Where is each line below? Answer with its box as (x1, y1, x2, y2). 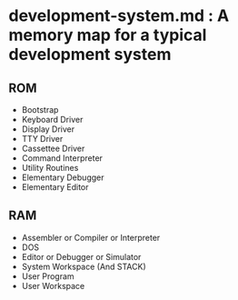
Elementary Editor (21, 182, 89, 192)
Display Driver (21, 124, 75, 135)
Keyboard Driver (21, 115, 84, 125)
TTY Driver (21, 134, 64, 144)
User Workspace (21, 280, 85, 291)
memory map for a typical (8, 25, 207, 45)
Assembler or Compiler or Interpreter (21, 232, 161, 243)
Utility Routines (21, 163, 79, 173)
